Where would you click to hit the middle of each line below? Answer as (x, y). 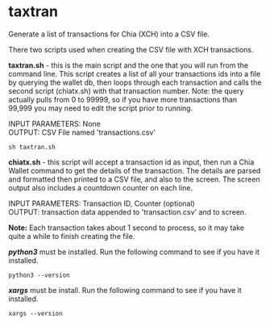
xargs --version (35, 313)
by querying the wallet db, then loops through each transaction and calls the (135, 82)
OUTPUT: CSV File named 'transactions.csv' (82, 132)
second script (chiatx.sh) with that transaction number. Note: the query (126, 90)
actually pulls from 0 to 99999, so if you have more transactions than (123, 99)
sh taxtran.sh (32, 147)
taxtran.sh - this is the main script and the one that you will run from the (128, 65)
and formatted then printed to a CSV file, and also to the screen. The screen (134, 179)
